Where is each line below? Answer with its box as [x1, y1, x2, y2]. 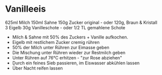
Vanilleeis [5, 3, 46, 15]
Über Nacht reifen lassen [12, 65, 63, 71]
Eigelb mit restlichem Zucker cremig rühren [12, 39, 100, 45]
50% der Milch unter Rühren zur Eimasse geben [12, 44, 109, 50]
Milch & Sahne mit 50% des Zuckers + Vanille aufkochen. [12, 34, 129, 40]
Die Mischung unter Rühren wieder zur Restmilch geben [12, 50, 126, 56]
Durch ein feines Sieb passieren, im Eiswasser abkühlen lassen [12, 60, 140, 66]
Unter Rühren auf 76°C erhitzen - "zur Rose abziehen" [12, 55, 122, 60]
